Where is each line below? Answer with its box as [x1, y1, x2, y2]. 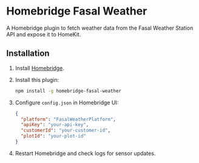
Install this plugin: [15, 76, 59, 83]
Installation [6, 48, 50, 59]
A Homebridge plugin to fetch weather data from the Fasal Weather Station [6, 24, 194, 32]
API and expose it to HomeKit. [6, 30, 81, 38]
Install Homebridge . [15, 64, 65, 72]
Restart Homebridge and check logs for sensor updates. [15, 150, 156, 157]
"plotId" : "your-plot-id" [21, 133, 86, 139]
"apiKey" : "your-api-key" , [21, 122, 89, 128]
